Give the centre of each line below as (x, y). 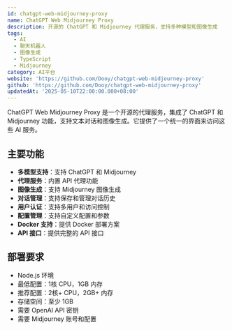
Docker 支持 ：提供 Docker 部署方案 (68, 224)
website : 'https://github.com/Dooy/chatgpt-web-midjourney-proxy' (106, 78)
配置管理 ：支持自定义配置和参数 (63, 215)
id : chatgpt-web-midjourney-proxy (58, 14)
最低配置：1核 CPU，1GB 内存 (60, 284)
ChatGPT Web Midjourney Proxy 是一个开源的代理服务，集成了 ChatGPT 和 (115, 112)
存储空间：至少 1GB (45, 301)
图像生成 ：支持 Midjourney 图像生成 (69, 189)
